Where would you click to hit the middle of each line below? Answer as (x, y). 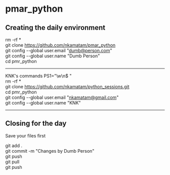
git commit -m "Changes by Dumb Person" (50, 151)
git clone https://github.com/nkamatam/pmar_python (60, 45)
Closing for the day (36, 124)
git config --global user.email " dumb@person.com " (59, 50)
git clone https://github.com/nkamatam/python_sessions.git (68, 86)
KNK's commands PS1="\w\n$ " (38, 76)
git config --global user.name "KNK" (43, 103)
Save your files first (26, 135)
